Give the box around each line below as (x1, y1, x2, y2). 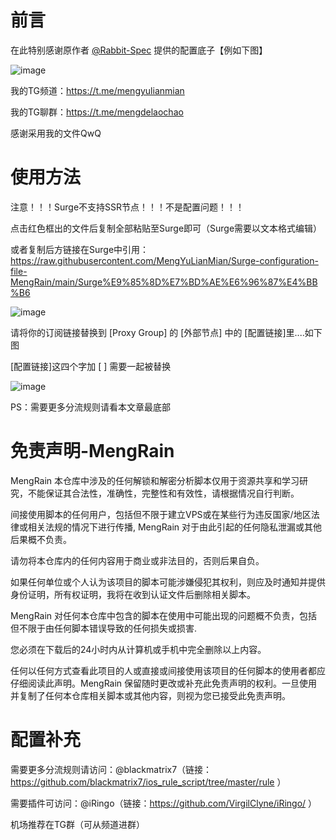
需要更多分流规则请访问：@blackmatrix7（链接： (10, 763, 213, 775)
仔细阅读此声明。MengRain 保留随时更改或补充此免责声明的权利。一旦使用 (10, 677, 318, 689)
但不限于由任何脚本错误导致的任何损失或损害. (10, 622, 198, 634)
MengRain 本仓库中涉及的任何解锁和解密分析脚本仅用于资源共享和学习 (10, 474, 300, 486)
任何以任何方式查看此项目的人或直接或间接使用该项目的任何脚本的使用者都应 (10, 664, 326, 676)
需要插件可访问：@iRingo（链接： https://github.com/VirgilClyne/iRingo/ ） (10, 797, 318, 809)
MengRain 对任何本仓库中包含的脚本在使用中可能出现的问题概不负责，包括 (10, 609, 318, 621)
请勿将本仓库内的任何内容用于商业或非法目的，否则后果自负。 (10, 554, 265, 566)
